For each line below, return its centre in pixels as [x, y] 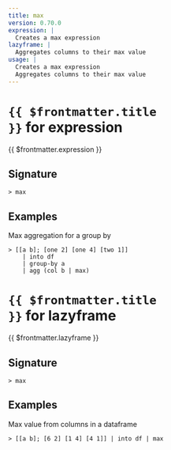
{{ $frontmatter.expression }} [55, 149]
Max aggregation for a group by [60, 236]
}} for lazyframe [62, 316]
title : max [26, 15]
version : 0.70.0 [35, 23]
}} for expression [65, 127]
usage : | [22, 60]
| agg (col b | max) [56, 271]
